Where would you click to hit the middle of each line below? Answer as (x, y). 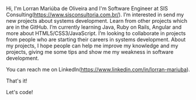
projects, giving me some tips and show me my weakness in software (90, 52)
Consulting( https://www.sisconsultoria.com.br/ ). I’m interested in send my (95, 15)
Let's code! (20, 92)
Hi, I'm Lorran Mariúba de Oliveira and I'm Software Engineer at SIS (87, 8)
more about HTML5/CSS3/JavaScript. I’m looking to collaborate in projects (96, 33)
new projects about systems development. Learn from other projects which (97, 21)
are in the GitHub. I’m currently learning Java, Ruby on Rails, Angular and (94, 27)
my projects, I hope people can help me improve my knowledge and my (92, 46)
